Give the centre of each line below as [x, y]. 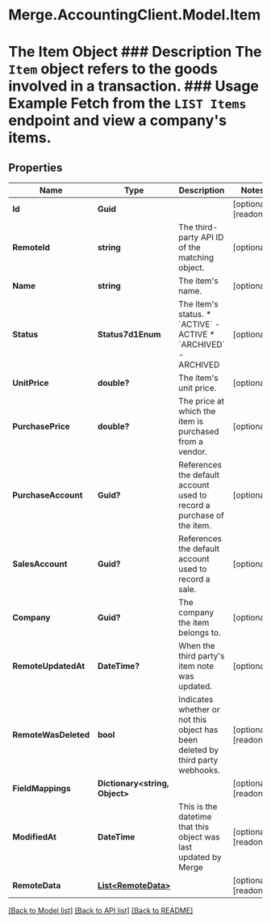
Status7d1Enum [129, 335]
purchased [199, 432]
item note [196, 667]
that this [194, 827]
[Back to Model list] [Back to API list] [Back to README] [101, 911]
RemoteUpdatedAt [49, 667]
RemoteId [31, 248]
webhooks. [199, 770]
